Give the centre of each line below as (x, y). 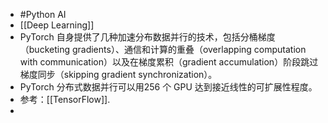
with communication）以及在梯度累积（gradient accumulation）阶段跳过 (169, 62)
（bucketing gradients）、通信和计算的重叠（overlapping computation (163, 49)
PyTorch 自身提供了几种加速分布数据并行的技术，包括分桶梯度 (147, 37)
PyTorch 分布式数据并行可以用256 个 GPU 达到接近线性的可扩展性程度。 (168, 87)
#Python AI (43, 14)
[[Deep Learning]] (57, 25)
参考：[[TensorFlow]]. (65, 99)
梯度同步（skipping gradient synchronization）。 (118, 74)
